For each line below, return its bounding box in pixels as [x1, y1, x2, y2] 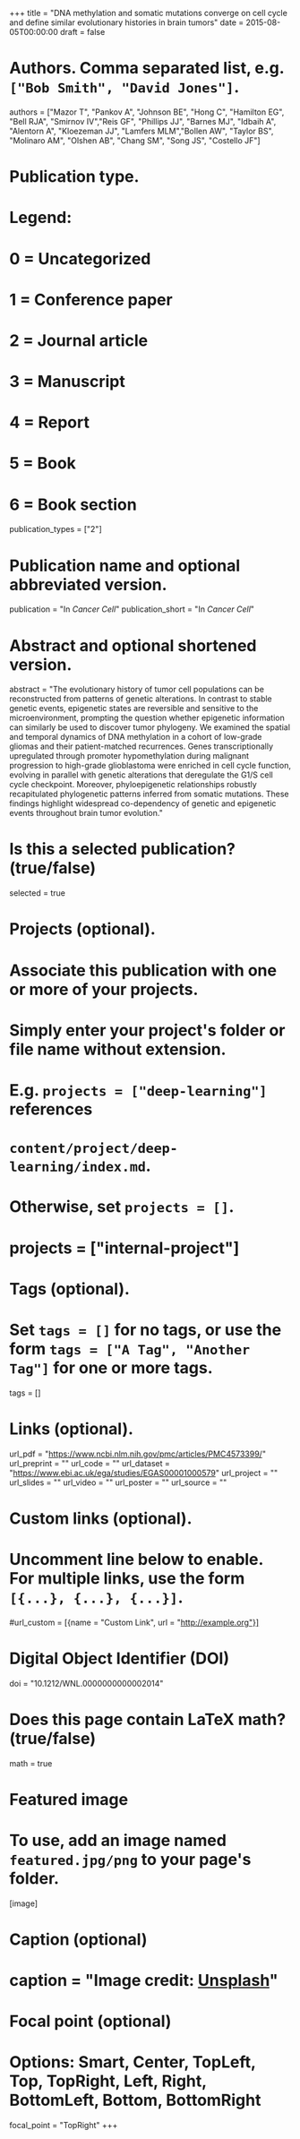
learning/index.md [9, 1159, 146, 1176]
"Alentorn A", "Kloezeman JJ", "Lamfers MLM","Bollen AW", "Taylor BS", [9, 125, 274, 136]
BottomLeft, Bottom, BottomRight [9, 2091, 261, 2110]
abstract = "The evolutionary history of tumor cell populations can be [9, 684, 264, 695]
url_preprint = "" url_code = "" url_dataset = [9, 1457, 170, 1468]
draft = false [59, 27, 106, 37]
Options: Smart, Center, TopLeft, [9, 2052, 256, 2073]
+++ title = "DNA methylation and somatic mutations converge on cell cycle [9, 8, 288, 18]
